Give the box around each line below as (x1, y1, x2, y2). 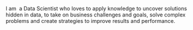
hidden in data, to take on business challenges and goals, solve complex (5, 11, 186, 18)
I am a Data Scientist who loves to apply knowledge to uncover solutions (5, 5, 188, 12)
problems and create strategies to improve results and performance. (5, 18, 176, 24)
